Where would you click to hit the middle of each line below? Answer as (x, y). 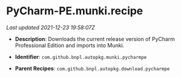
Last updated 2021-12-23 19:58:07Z (51, 27)
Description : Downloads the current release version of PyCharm (95, 39)
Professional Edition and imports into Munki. (69, 45)
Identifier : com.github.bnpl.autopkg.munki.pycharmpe (81, 57)
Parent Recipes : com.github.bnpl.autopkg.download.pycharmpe (92, 68)
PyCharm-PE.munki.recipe (75, 11)
